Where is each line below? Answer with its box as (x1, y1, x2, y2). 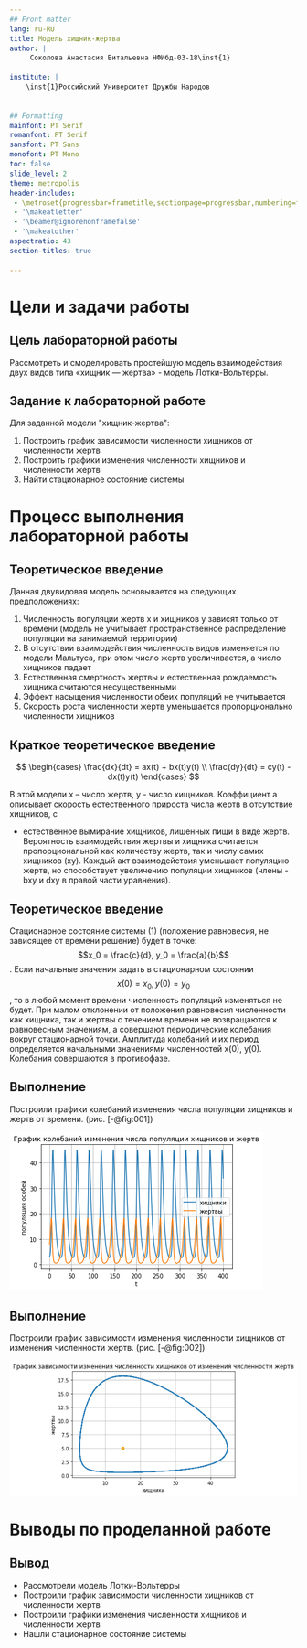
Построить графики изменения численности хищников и (22, 455, 246, 466)
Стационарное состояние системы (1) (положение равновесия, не (9, 925, 270, 936)
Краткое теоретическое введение (9, 737, 216, 753)
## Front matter (9, 15, 71, 24)
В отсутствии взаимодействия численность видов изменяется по (22, 643, 281, 654)
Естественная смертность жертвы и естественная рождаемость (22, 672, 277, 683)
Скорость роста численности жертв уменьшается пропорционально (22, 701, 293, 712)
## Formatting (9, 111, 64, 121)
